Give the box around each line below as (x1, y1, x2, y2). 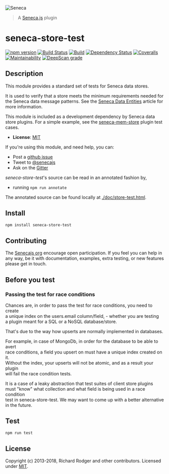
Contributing (5, 236, 47, 245)
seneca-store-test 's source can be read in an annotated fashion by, (5, 174, 147, 181)
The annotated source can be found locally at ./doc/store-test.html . (5, 194, 147, 200)
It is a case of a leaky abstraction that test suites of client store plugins (5, 380, 154, 387)
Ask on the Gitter (12, 164, 48, 170)
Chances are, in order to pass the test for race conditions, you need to (5, 302, 153, 308)
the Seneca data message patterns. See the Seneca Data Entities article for (5, 98, 163, 104)
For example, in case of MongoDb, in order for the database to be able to (5, 338, 159, 344)
